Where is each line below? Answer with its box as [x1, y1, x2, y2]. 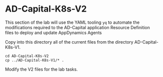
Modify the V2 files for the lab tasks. [5, 66, 78, 72]
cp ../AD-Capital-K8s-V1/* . [5, 58, 64, 62]
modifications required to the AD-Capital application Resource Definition [5, 24, 150, 30]
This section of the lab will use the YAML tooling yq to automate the [5, 19, 140, 25]
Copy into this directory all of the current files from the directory [5, 39, 134, 45]
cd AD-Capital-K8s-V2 [5, 53, 49, 59]
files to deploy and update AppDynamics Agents [5, 30, 102, 35]
